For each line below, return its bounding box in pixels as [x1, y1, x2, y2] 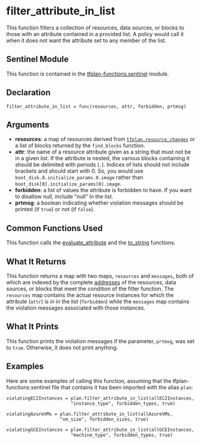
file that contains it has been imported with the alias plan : [52, 383, 193, 391]
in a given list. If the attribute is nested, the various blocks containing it [14, 155, 190, 162]
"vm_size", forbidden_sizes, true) [59, 416, 149, 422]
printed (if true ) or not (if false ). [14, 206, 95, 213]
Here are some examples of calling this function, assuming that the [6, 377, 172, 385]
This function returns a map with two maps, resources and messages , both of [6, 272, 194, 280]
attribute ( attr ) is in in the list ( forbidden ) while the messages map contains [6, 298, 190, 305]
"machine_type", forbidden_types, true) [70, 432, 173, 438]
